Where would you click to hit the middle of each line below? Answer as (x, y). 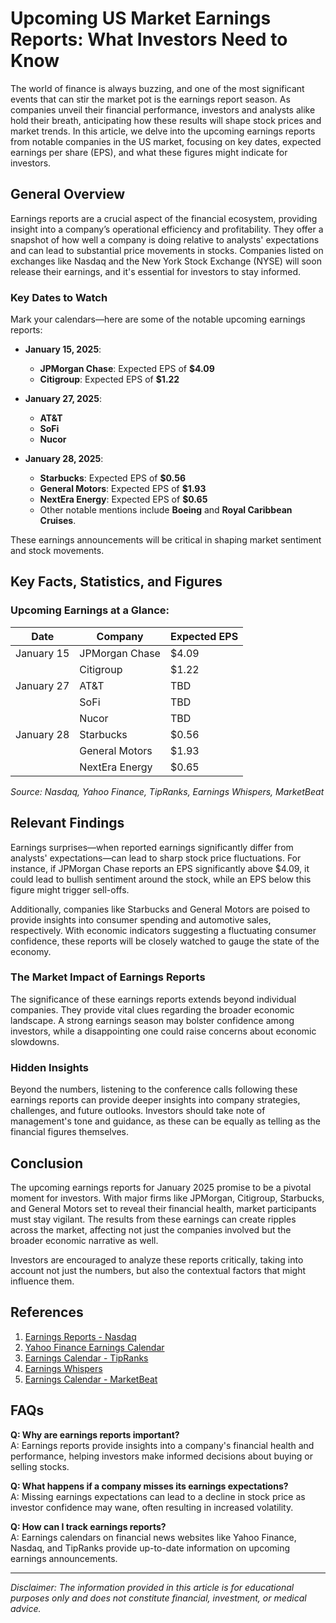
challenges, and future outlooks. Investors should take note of (138, 1111)
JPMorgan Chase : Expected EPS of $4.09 (127, 369)
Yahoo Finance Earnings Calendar (94, 1347)
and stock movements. (57, 551)
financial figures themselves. (69, 1132)
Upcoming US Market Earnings (141, 18)
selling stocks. (40, 1466)
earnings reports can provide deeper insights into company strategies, (155, 1100)
